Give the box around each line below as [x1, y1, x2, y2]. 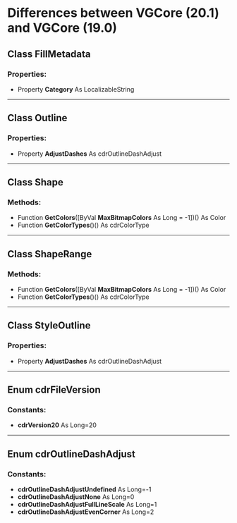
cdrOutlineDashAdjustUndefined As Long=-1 [17, 485, 152, 493]
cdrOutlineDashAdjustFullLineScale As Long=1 [17, 500, 157, 508]
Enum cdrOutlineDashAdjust [7, 448, 135, 460]
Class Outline [7, 112, 68, 124]
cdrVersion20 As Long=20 [17, 421, 97, 429]
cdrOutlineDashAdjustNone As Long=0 [17, 493, 135, 501]
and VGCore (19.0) [7, 20, 118, 36]
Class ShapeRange [7, 248, 92, 260]
